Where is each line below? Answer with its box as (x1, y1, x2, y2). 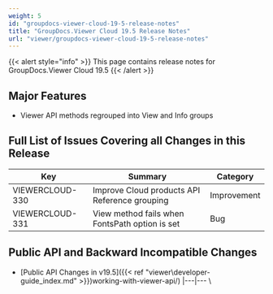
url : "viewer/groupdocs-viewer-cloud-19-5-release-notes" (8, 34, 209, 43)
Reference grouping (92, 194, 169, 205)
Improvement (210, 189, 261, 201)
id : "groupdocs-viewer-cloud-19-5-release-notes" (8, 19, 180, 28)
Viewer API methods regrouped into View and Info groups (19, 110, 214, 120)
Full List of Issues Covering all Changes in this (8, 134, 246, 148)
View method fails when (92, 208, 184, 219)
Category (216, 171, 254, 182)
